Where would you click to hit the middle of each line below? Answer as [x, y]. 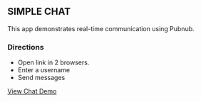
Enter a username [43, 70]
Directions [26, 47]
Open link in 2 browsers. [53, 62]
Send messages [41, 78]
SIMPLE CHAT [39, 12]
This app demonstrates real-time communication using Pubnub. [101, 28]
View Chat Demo [32, 91]
